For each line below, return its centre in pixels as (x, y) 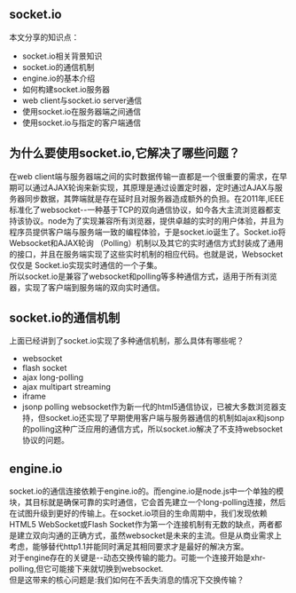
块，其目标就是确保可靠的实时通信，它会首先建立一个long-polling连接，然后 (148, 502)
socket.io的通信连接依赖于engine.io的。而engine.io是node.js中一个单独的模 (147, 491)
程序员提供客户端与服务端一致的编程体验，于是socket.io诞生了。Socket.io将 (148, 232)
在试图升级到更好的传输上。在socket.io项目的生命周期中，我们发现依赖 (138, 513)
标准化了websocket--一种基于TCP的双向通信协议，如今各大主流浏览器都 (141, 210)
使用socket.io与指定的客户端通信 (82, 123)
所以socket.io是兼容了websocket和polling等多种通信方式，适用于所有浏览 (143, 276)
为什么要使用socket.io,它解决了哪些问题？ (125, 153)
